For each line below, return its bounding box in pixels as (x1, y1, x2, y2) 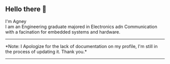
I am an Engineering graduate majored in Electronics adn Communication (5, 23, 158, 29)
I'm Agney (5, 18, 27, 24)
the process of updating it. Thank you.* (5, 48, 87, 54)
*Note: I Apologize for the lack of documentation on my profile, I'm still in (5, 43, 158, 49)
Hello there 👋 (5, 5, 47, 13)
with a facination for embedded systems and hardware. (5, 28, 120, 35)
